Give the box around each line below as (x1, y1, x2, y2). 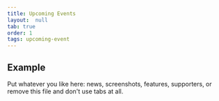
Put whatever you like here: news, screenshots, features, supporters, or (7, 80, 212, 88)
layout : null (7, 17, 49, 24)
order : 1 (7, 29, 33, 37)
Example (7, 62, 46, 73)
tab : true (7, 23, 36, 30)
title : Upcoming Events (7, 10, 76, 17)
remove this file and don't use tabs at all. (7, 87, 124, 95)
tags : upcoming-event (7, 36, 70, 43)
